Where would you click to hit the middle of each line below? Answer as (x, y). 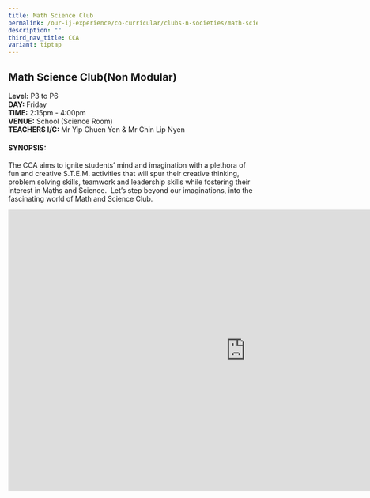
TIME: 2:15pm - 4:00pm (47, 112)
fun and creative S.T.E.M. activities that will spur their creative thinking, (124, 174)
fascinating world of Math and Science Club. (81, 199)
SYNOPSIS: (27, 148)
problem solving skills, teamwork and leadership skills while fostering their (129, 182)
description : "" (35, 30)
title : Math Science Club (51, 15)
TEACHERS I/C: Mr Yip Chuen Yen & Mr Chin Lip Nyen (97, 129)
